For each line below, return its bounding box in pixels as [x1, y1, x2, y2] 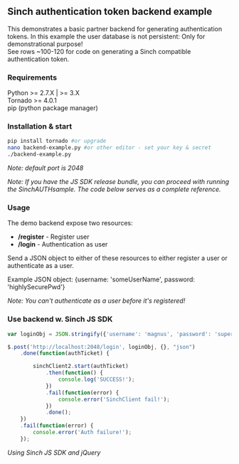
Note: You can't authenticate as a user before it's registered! [7, 296, 186, 305]
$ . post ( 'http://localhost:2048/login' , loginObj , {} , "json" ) [7, 343, 196, 350]
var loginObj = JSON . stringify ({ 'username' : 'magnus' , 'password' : [7, 330, 212, 338]
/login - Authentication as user [17, 240, 108, 249]
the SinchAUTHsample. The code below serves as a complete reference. [7, 185, 222, 194]
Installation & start [7, 122, 73, 131]
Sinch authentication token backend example [7, 6, 213, 18]
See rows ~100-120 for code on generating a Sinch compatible [7, 47, 191, 55]
